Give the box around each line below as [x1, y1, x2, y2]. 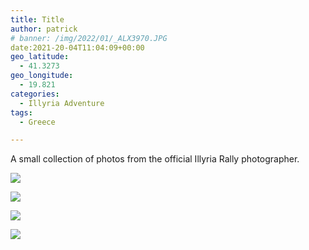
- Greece [19, 117, 56, 127]
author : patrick [10, 24, 78, 34]
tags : [10, 107, 33, 118]
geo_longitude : [10, 71, 74, 81]
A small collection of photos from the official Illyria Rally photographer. [10, 153, 300, 165]
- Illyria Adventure [19, 98, 105, 108]
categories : [10, 89, 60, 99]
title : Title [10, 14, 65, 25]
